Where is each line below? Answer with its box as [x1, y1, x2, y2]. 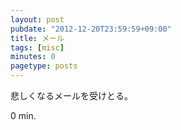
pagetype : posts [10, 61, 78, 71]
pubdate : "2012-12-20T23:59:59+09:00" [10, 24, 172, 34]
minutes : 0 [10, 52, 56, 62]
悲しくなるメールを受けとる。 [10, 90, 133, 101]
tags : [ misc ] [10, 42, 65, 53]
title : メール [10, 33, 65, 43]
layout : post [10, 14, 65, 25]
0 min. [10, 110, 37, 121]
